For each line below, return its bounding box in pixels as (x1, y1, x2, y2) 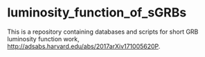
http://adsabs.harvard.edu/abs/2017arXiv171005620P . (7, 42, 161, 50)
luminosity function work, (7, 34, 80, 43)
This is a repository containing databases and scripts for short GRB (7, 27, 199, 36)
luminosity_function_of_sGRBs (7, 5, 187, 21)
